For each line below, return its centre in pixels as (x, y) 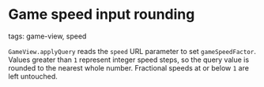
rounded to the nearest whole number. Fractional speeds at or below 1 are (128, 67)
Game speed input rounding (102, 14)
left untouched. (33, 76)
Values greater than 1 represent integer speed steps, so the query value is (129, 60)
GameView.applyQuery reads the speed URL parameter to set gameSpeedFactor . (132, 51)
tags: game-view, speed (47, 36)
